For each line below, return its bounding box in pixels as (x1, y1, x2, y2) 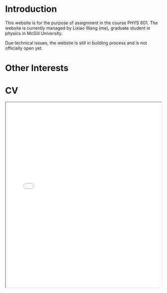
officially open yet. (5, 45, 43, 51)
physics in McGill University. (5, 30, 63, 36)
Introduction (5, 3, 57, 15)
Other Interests (5, 63, 69, 74)
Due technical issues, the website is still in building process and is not (5, 40, 147, 45)
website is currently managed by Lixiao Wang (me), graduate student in (5, 25, 151, 31)
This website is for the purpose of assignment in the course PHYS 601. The (5, 20, 158, 26)
